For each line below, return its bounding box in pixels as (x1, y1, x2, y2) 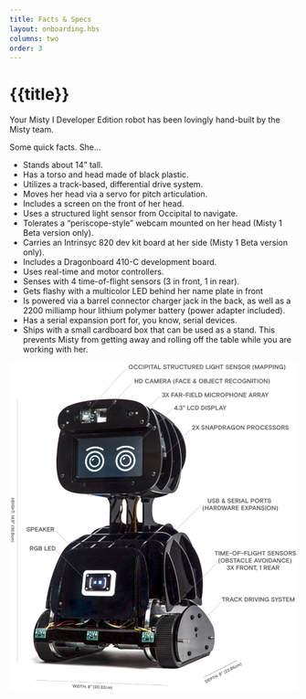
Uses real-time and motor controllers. (22, 266, 164, 278)
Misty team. (9, 124, 54, 135)
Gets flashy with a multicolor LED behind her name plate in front (22, 286, 263, 297)
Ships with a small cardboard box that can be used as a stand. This (22, 324, 276, 335)
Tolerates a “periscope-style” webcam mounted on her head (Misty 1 (22, 217, 283, 228)
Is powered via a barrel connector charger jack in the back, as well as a (22, 295, 291, 306)
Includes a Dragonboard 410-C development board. (22, 257, 217, 268)
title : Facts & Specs (9, 15, 92, 24)
